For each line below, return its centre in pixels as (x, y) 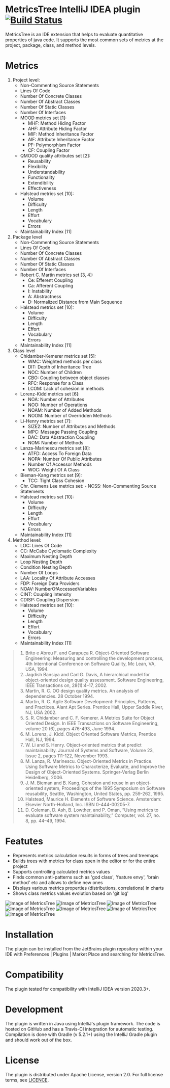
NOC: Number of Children (55, 372)
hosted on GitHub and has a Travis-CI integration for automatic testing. (79, 1029)
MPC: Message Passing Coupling (63, 432)
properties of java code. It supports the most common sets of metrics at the (84, 40)
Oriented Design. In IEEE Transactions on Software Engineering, (92, 723)
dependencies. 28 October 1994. (60, 696)
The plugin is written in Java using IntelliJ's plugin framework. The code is (83, 1023)
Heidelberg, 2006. (44, 777)
